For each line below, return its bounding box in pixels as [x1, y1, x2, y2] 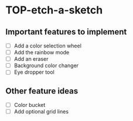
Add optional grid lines [13, 108, 69, 115]
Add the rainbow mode [13, 49, 70, 56]
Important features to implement [5, 27, 127, 37]
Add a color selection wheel [13, 42, 81, 49]
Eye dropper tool [13, 68, 55, 76]
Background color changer [13, 62, 79, 69]
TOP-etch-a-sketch [5, 4, 103, 17]
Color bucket [13, 102, 46, 109]
